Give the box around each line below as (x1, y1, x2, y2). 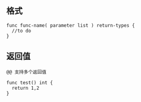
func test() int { (6, 79, 53, 86)
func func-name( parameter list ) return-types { (6, 22, 136, 29)
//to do (12, 27, 32, 34)
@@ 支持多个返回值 (6, 69, 47, 75)
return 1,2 (12, 85, 40, 91)
